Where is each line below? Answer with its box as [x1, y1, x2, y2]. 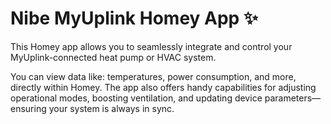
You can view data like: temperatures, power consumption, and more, [10, 70, 297, 82]
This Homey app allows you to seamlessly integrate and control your [10, 40, 293, 52]
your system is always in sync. [48, 102, 175, 114]
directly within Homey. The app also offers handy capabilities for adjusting [10, 81, 317, 93]
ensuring [10, 102, 47, 114]
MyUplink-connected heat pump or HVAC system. [10, 51, 217, 63]
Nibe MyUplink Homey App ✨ [10, 7, 258, 30]
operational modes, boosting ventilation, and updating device [10, 92, 263, 104]
